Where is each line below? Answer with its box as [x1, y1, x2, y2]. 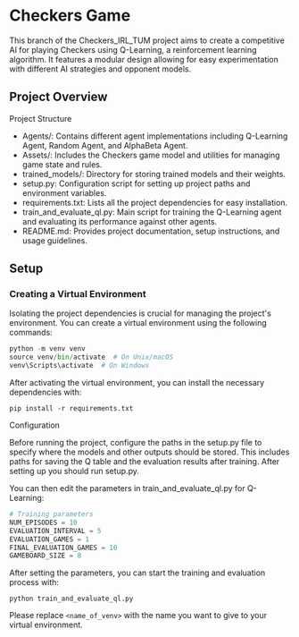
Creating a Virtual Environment [9, 288, 146, 301]
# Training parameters [9, 510, 94, 519]
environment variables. [21, 187, 107, 198]
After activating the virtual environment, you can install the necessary [9, 378, 265, 388]
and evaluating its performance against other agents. [21, 216, 218, 226]
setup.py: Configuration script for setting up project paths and [21, 178, 251, 189]
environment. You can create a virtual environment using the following [9, 318, 268, 328]
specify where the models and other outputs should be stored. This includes [9, 446, 290, 457]
